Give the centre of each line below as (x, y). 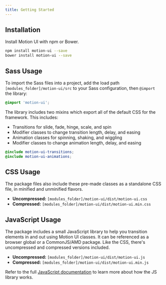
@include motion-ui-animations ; (38, 156)
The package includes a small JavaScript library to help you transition (76, 232)
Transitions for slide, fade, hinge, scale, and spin (62, 127)
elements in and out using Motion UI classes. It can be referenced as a (77, 237)
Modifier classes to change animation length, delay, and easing (77, 142)
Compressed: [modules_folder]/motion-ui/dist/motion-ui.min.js (81, 262)
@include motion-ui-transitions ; (40, 152)
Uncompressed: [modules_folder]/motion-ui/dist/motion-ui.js (79, 257)
